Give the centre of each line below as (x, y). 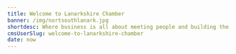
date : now (22, 40)
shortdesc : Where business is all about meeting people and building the (118, 27)
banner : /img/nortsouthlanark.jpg (58, 20)
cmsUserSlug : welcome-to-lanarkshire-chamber (75, 33)
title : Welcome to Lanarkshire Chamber (66, 14)
